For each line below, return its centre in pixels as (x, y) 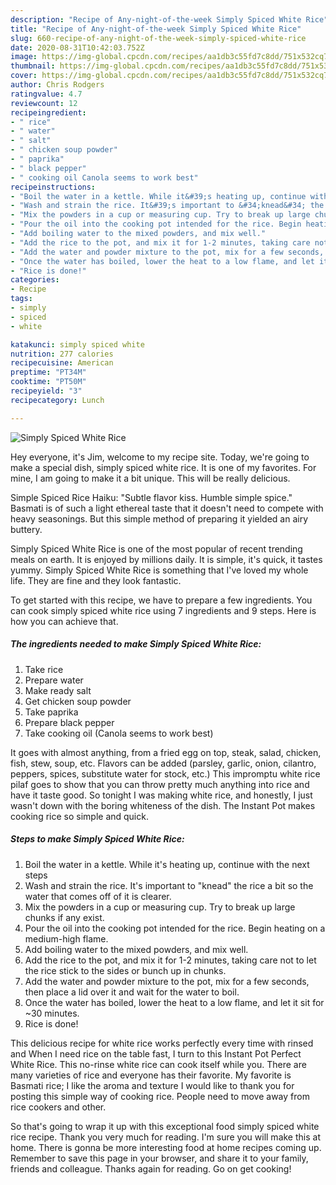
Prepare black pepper (69, 722)
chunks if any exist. (64, 917)
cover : (24, 76)
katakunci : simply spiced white (77, 344)
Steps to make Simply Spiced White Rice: (97, 839)
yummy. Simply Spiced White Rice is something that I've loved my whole (159, 570)
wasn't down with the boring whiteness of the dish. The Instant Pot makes (163, 805)
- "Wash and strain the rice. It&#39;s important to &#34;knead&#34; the (167, 206)
